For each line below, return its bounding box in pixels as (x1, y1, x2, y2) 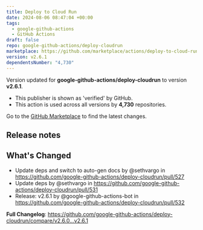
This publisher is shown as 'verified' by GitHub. (14, 94, 133, 102)
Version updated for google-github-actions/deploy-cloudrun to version (6, 76, 187, 84)
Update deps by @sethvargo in (14, 179, 92, 186)
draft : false (6, 37, 39, 43)
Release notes (6, 130, 61, 140)
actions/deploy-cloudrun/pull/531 (14, 186, 98, 193)
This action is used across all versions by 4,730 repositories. (14, 100, 167, 108)
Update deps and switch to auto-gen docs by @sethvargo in (14, 166, 166, 174)
